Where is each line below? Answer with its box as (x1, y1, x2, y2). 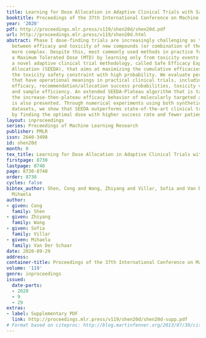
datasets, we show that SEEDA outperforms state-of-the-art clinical (12, 105, 193, 112)
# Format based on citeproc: (6, 322, 81, 328)
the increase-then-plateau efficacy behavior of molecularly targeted (12, 94, 196, 100)
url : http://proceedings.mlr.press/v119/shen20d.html (6, 32, 147, 38)
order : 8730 (6, 174, 37, 181)
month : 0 (6, 145, 29, 152)
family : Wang (12, 220, 45, 226)
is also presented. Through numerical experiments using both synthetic (12, 100, 202, 106)
